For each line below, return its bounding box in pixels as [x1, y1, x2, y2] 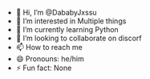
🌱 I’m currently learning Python [15, 25, 119, 34]
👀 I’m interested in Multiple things [15, 16, 127, 26]
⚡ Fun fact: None [15, 63, 72, 73]
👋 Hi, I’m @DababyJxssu [15, 8, 98, 17]
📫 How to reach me [15, 43, 83, 52]
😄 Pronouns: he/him [15, 54, 84, 64]
